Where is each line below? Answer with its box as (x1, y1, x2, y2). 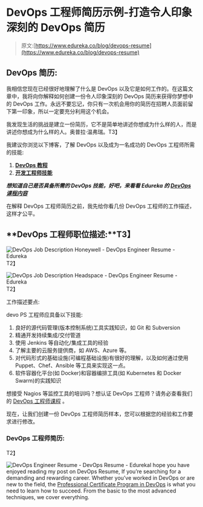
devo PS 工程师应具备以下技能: (6, 311, 83, 318)
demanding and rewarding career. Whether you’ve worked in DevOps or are (6, 474, 195, 482)
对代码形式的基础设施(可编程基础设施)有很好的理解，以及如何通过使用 (14, 354, 189, 361)
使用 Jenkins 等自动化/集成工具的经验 (14, 339, 109, 346)
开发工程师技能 (14, 169, 53, 176)
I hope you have (150, 461, 190, 468)
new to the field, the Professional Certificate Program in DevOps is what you (6, 480, 196, 488)
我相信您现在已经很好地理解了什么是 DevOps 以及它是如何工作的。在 (6, 85, 178, 92)
